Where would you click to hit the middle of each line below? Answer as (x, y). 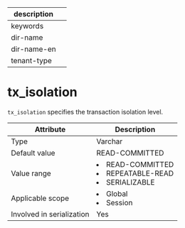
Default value (33, 153)
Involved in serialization (51, 214)
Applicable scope (40, 198)
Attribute (50, 129)
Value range (31, 173)
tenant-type (31, 61)
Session (120, 202)
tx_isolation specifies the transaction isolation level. (85, 112)
